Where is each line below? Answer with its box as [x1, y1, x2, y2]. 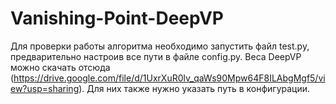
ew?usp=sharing [10, 82, 80, 94]
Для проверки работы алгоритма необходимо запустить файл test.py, [10, 40, 310, 52]
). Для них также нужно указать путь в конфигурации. [78, 82, 311, 94]
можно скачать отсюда [10, 61, 111, 73]
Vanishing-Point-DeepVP [10, 7, 225, 30]
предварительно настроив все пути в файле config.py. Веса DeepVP [10, 50, 302, 62]
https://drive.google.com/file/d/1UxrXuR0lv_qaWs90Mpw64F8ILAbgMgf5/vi [13, 72, 326, 84]
